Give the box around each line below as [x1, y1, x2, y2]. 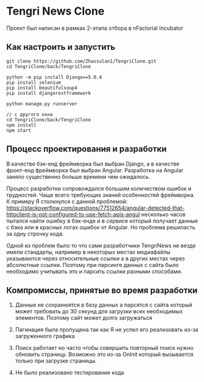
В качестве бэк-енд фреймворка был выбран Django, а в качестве [6, 160, 180, 167]
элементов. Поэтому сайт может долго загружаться [15, 314, 152, 322]
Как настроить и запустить [6, 42, 116, 52]
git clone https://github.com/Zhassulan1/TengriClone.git [6, 58, 157, 64]
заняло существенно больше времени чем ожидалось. [6, 173, 150, 180]
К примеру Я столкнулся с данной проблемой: [6, 198, 128, 205]
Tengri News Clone [6, 4, 105, 18]
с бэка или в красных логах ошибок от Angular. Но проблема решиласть [6, 223, 196, 231]
